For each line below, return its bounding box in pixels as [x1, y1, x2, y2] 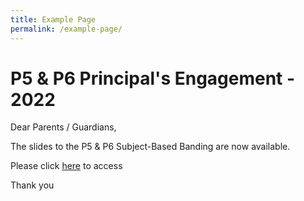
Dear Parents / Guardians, [10, 121, 117, 133]
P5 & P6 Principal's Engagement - [10, 67, 296, 90]
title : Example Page [10, 14, 97, 25]
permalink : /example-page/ [10, 24, 123, 34]
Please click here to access [10, 160, 123, 172]
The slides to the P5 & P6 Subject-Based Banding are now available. [10, 141, 291, 153]
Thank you [10, 179, 55, 191]
